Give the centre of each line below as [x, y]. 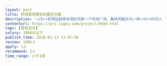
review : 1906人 [20, 42]
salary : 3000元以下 [24, 33]
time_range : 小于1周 [25, 56]
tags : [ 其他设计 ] [22, 28]
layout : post [19, 10]
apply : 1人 [16, 47]
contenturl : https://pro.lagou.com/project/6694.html [62, 24]
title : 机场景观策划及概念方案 [33, 14]
